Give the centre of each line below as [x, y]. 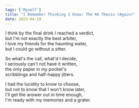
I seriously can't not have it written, [41, 64]
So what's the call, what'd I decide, [41, 59]
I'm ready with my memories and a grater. [48, 100]
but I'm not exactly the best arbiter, [41, 38]
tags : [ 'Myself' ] [23, 10]
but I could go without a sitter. [36, 49]
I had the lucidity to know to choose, [42, 84]
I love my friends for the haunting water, [46, 44]
